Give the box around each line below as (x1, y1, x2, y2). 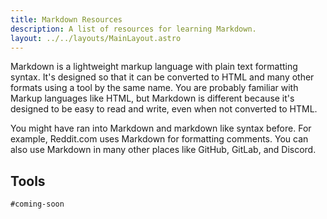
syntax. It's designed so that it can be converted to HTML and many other (10, 71, 315, 83)
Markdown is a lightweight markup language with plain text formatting (10, 61, 298, 73)
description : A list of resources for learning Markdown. (10, 24, 257, 34)
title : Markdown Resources (10, 14, 123, 25)
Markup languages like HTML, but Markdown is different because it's (10, 92, 295, 105)
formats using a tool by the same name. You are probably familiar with (10, 82, 299, 94)
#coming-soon (10, 199, 65, 210)
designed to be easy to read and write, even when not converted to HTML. (10, 103, 318, 115)
